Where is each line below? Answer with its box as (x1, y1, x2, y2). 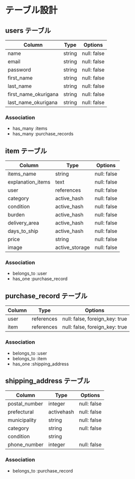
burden (8, 211, 25, 218)
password (8, 66, 31, 73)
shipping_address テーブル (5, 376, 90, 385)
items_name (8, 171, 37, 178)
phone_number (8, 441, 44, 448)
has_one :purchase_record (12, 276, 68, 282)
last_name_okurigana (8, 99, 58, 106)
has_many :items (12, 125, 48, 131)
